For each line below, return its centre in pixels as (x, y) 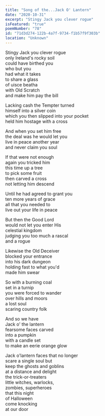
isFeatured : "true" (26, 24)
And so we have (22, 318)
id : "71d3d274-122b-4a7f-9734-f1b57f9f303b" (53, 33)
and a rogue (18, 241)
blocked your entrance (29, 256)
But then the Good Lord (30, 219)
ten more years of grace (30, 199)
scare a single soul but (29, 361)
